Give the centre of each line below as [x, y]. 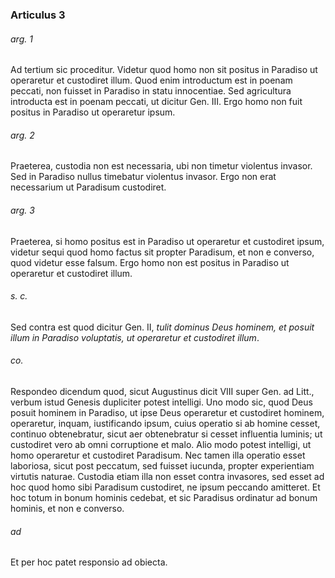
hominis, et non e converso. [67, 508]
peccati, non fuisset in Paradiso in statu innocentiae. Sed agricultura [151, 91]
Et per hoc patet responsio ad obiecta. [89, 562]
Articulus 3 [38, 15]
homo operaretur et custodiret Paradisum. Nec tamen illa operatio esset [158, 455]
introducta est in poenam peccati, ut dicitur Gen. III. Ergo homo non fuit [156, 102]
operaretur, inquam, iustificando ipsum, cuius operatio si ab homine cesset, [165, 423]
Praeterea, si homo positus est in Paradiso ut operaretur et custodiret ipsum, [167, 241]
